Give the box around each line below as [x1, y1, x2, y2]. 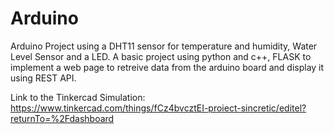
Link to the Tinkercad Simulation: [10, 91, 146, 103]
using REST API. [10, 72, 77, 84]
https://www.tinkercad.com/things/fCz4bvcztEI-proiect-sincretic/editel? [10, 102, 307, 114]
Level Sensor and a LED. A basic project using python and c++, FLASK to [10, 50, 312, 62]
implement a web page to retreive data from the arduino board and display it [10, 61, 325, 73]
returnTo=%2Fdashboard [10, 112, 115, 124]
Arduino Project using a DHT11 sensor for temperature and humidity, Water [10, 40, 318, 52]
